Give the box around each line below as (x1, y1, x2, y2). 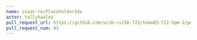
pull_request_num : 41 (6, 25, 59, 31)
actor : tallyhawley (6, 14, 54, 20)
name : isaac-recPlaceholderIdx (6, 8, 83, 15)
